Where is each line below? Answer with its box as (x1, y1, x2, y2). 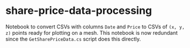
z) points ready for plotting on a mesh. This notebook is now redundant (5, 29, 178, 36)
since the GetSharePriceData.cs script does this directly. (5, 35, 141, 42)
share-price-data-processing (5, 4, 152, 17)
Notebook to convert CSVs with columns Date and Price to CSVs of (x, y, (5, 23, 185, 30)
